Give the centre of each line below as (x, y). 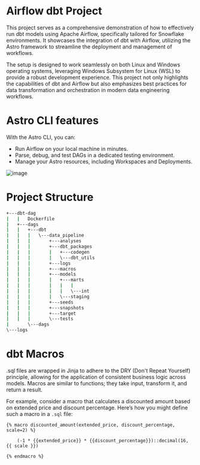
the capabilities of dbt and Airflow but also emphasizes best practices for (96, 83)
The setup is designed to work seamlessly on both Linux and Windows (93, 65)
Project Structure (50, 197)
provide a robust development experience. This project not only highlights (97, 77)
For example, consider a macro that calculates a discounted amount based (98, 401)
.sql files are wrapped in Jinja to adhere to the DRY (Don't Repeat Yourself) (98, 370)
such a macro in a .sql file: (40, 414)
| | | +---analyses (44, 241)
